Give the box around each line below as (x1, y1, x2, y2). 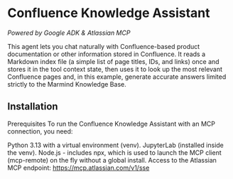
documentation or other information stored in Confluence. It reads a (7, 50, 206, 58)
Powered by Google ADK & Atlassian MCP (7, 28, 131, 37)
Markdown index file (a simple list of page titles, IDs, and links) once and (7, 57, 220, 65)
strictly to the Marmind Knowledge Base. (7, 80, 126, 88)
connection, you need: (7, 126, 73, 136)
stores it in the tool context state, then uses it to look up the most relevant (7, 65, 222, 73)
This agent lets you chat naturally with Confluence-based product (7, 42, 200, 50)
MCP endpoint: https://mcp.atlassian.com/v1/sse (7, 163, 150, 172)
